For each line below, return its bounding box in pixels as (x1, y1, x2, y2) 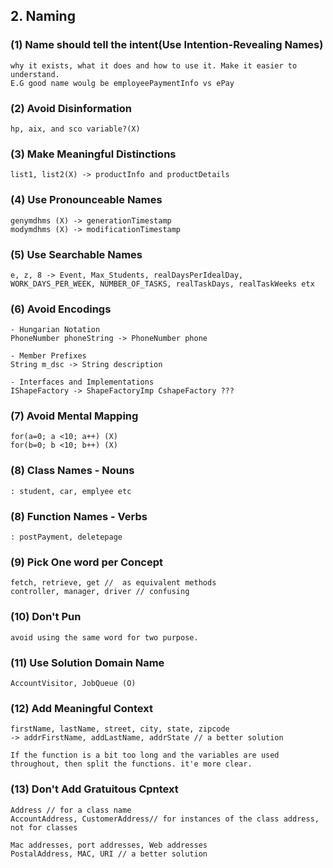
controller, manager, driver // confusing (10, 587, 190, 597)
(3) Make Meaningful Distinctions (10, 147, 177, 161)
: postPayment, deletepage (10, 532, 123, 543)
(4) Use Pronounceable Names (10, 193, 163, 207)
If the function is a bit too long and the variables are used (10, 750, 280, 761)
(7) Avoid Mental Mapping (10, 409, 139, 423)
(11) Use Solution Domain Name (10, 655, 165, 669)
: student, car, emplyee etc (10, 486, 132, 496)
